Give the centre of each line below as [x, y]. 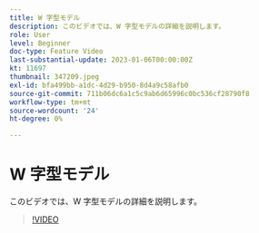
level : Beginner [40, 43]
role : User [30, 34]
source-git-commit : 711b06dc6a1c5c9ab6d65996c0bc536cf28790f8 [129, 93]
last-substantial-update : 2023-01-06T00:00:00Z [101, 60]
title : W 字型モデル [45, 18]
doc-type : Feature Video [56, 52]
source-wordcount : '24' [55, 111]
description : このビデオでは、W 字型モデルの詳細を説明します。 [117, 26]
